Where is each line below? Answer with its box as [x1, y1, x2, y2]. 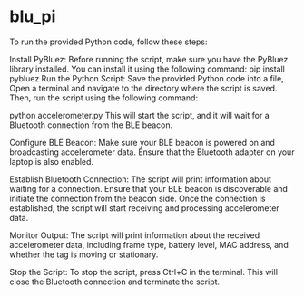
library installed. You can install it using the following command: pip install [9, 63, 286, 74]
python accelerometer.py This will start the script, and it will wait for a [9, 110, 270, 120]
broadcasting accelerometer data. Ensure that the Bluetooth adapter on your [9, 147, 295, 158]
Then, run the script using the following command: [9, 92, 198, 103]
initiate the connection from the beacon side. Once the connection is [9, 193, 266, 204]
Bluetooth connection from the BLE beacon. [9, 119, 173, 130]
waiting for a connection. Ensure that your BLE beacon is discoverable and [9, 183, 289, 194]
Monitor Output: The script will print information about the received [9, 229, 260, 241]
